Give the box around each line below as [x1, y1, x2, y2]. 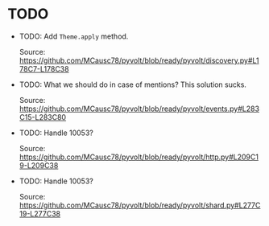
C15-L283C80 [19, 112, 66, 121]
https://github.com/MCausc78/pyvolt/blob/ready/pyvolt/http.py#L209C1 [19, 152, 259, 162]
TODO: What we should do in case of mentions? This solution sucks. [19, 80, 247, 89]
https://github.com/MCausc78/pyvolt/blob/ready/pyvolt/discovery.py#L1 [19, 55, 259, 65]
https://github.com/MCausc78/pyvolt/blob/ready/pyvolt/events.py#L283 [19, 104, 259, 113]
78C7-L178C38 [19, 64, 69, 73]
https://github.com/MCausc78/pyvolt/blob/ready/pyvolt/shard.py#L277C [19, 200, 261, 210]
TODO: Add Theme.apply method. [19, 31, 129, 41]
